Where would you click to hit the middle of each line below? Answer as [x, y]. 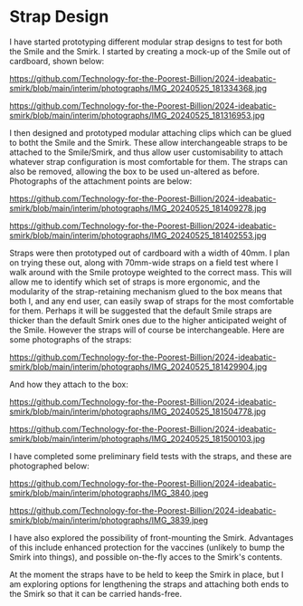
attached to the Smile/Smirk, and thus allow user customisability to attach [146, 152]
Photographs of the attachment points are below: [101, 181]
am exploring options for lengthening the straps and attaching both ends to [149, 584]
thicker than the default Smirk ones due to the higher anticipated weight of [148, 320]
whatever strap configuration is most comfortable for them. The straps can [148, 161]
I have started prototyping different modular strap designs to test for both [146, 42]
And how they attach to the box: [69, 384]
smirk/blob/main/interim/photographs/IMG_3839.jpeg [109, 520]
